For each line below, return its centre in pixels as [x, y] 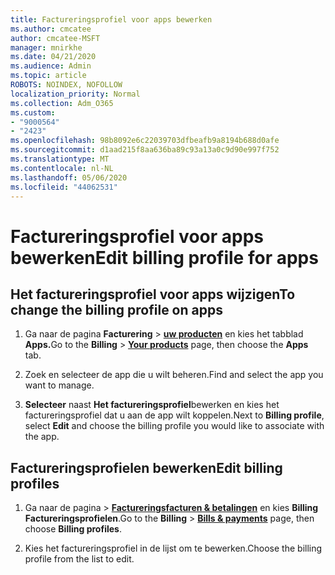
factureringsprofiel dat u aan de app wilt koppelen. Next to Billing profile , [174, 415]
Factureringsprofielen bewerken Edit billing [146, 467]
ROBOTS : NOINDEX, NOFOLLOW [66, 85]
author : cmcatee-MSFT [55, 38]
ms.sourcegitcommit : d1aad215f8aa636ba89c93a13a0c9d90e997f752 [145, 150]
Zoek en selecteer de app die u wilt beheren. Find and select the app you [174, 375]
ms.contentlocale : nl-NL [62, 168]
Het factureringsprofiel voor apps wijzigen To [153, 294]
